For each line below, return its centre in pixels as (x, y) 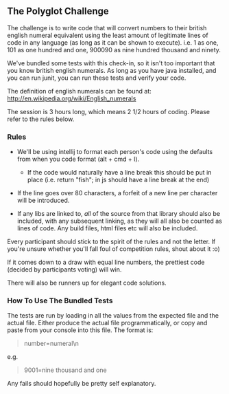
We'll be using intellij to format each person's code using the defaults (115, 152)
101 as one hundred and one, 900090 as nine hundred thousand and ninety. (114, 50)
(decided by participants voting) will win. (64, 270)
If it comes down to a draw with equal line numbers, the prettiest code (106, 262)
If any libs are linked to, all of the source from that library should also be (119, 214)
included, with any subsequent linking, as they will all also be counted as (120, 221)
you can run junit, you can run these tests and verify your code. (97, 78)
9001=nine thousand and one (65, 370)
